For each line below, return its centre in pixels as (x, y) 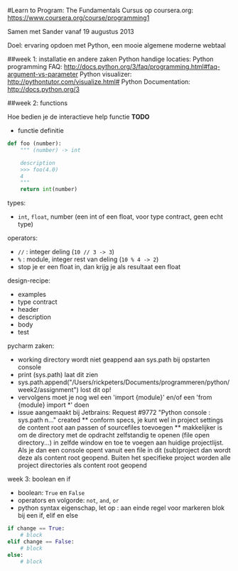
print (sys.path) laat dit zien (58, 375)
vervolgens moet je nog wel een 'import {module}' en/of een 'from (115, 398)
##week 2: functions (38, 103)
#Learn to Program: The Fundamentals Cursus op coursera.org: (101, 10)
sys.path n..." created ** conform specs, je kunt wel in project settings (120, 420)
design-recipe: (29, 281)
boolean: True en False (51, 493)
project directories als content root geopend (82, 465)
